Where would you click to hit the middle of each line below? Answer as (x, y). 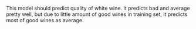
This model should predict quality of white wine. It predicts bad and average (98, 8)
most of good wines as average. (45, 20)
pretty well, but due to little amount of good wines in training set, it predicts (97, 14)
